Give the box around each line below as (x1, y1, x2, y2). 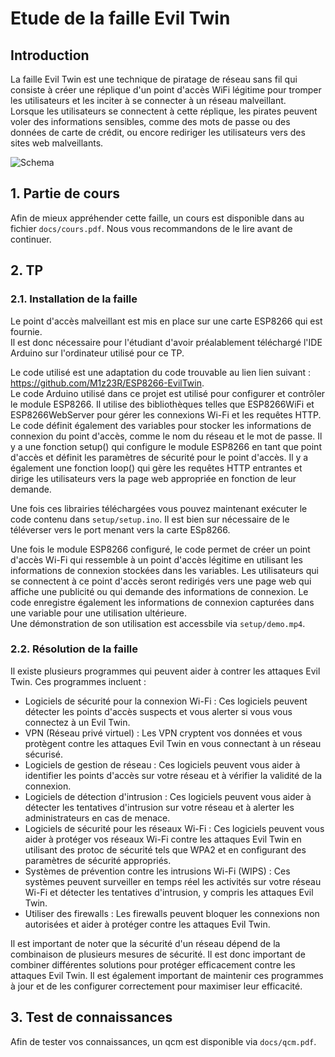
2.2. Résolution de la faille (10, 642, 138, 656)
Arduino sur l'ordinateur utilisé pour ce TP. (10, 347, 185, 359)
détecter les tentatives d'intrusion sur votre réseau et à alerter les (24, 801, 295, 813)
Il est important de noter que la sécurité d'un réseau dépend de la (10, 937, 281, 949)
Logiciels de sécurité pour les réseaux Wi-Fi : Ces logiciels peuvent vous (24, 822, 325, 834)
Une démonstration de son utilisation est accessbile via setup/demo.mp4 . (10, 617, 306, 629)
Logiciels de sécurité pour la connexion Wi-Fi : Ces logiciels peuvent (24, 695, 308, 707)
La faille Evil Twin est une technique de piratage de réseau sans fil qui (10, 73, 298, 85)
